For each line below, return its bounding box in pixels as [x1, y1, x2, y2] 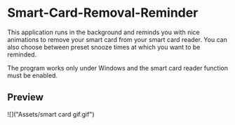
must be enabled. [7, 71, 58, 80]
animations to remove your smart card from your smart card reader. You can [7, 35, 228, 43]
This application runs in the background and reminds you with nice [7, 28, 200, 36]
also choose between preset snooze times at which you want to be [7, 43, 201, 51]
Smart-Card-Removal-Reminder [7, 5, 199, 21]
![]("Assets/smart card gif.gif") [7, 110, 95, 118]
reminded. [7, 50, 37, 59]
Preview [7, 91, 44, 103]
